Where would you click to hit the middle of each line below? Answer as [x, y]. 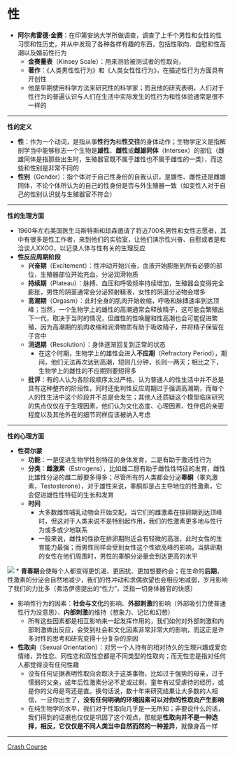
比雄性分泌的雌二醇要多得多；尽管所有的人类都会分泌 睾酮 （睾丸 [120, 477]
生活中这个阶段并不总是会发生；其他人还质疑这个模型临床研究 [135, 397]
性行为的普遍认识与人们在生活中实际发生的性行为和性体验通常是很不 [126, 96]
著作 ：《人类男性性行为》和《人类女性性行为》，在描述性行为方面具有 [126, 70]
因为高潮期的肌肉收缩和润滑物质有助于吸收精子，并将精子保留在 [132, 327]
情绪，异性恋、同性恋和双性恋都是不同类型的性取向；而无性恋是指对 [115, 655]
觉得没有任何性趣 [54, 664]
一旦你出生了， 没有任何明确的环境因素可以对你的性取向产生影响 [132, 700]
